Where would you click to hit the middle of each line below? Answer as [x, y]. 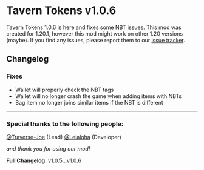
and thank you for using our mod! [48, 148]
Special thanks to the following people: [65, 123]
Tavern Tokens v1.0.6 [61, 11]
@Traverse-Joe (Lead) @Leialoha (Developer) [64, 137]
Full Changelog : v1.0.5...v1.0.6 [44, 160]
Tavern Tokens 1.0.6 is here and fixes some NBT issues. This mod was [94, 27]
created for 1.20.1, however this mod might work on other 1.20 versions [95, 33]
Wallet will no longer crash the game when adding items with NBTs [98, 96]
